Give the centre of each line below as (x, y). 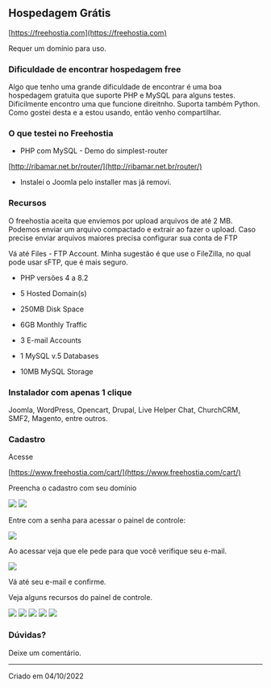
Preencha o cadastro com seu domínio (73, 488)
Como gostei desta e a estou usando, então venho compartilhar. (115, 113)
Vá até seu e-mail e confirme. (57, 582)
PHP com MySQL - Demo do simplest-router (94, 151)
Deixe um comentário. (45, 653)
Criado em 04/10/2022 (46, 676)
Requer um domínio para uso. (58, 48)
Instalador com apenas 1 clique (70, 392)
